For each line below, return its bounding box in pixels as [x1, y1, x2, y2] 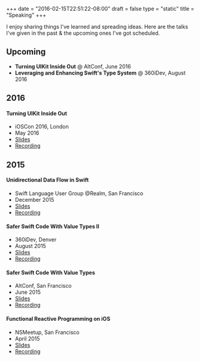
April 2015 [14, 335, 40, 342]
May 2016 [14, 129, 40, 137]
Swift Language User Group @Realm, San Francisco [14, 190, 144, 197]
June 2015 [14, 288, 41, 296]
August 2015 [14, 243, 46, 250]
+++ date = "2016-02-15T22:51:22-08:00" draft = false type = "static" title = [6, 5, 195, 12]
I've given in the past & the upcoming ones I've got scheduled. [6, 29, 160, 37]
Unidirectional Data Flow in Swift [6, 177, 89, 184]
